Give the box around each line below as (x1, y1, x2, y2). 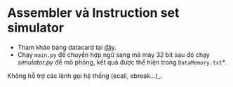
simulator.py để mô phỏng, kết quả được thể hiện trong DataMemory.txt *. (17, 58, 227, 66)
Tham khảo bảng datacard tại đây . (17, 43, 117, 51)
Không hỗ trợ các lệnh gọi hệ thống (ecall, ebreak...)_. (7, 72, 163, 80)
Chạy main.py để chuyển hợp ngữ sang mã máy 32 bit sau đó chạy (17, 51, 211, 59)
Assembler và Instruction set (7, 5, 180, 21)
